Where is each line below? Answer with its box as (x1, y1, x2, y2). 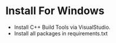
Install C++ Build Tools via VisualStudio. (14, 24, 111, 31)
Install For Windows (5, 4, 105, 18)
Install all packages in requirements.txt (14, 29, 108, 37)
